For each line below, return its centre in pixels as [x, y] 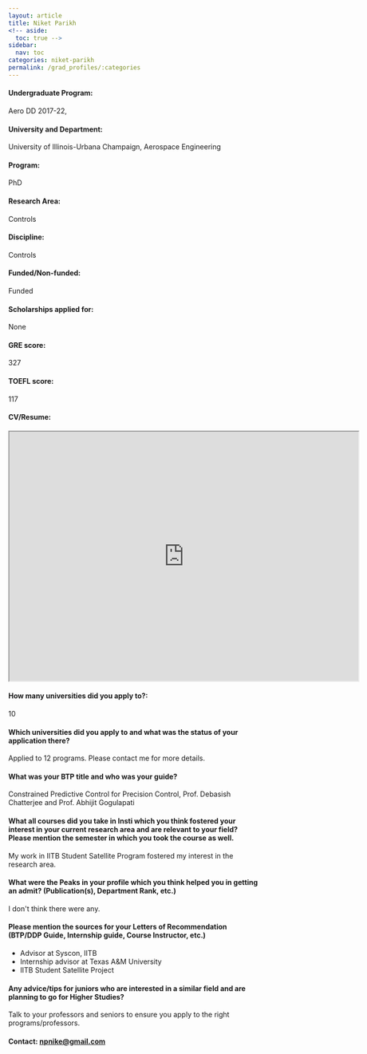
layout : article [35, 16]
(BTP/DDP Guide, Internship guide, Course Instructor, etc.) [107, 935]
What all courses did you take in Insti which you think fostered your [122, 821]
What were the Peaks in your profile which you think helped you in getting [133, 882]
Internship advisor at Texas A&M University [91, 961]
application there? [39, 740]
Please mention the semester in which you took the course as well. [121, 838]
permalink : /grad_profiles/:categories [75, 68]
